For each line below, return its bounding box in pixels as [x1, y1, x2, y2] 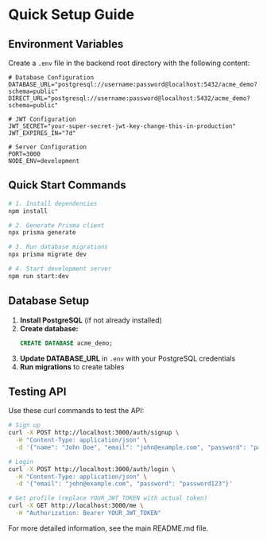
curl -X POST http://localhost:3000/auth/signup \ [8, 429, 180, 437]
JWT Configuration [15, 115, 77, 123]
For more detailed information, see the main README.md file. [8, 523, 209, 533]
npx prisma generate [8, 229, 77, 237]
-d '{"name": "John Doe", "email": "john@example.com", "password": [15, 443, 247, 451]
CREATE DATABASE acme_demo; [19, 339, 113, 347]
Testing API [8, 384, 67, 398]
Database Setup [8, 294, 90, 307]
